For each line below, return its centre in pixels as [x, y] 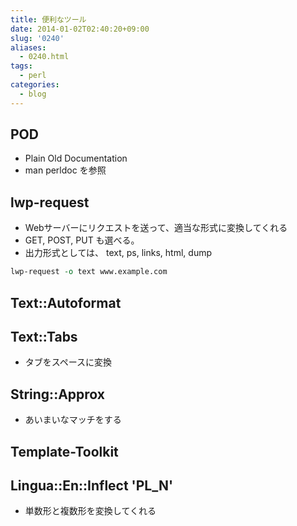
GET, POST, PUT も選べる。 [82, 240]
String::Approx [57, 394]
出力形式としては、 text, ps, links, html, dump [118, 253]
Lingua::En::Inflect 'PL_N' [92, 485]
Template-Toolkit [64, 451]
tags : [21, 66]
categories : [35, 85]
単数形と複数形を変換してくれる [90, 511]
